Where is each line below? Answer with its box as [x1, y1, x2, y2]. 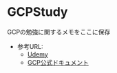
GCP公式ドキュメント [27, 58, 89, 66]
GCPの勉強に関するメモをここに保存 [7, 28, 111, 36]
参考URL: [17, 42, 43, 50]
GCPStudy [7, 4, 68, 20]
